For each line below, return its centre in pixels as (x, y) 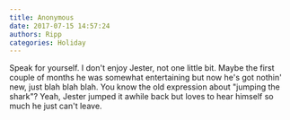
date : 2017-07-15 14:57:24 (60, 26)
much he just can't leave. (56, 106)
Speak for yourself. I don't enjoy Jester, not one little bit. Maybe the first (142, 68)
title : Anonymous (42, 17)
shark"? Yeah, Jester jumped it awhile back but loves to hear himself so (141, 97)
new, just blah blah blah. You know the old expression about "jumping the (145, 87)
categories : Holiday (48, 43)
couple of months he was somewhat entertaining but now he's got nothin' (146, 78)
